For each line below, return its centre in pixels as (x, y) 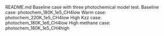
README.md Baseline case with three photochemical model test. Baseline (82, 7)
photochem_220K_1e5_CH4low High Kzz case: (53, 18)
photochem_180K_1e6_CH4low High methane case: (58, 23)
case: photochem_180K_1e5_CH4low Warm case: (56, 12)
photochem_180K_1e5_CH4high (37, 28)
